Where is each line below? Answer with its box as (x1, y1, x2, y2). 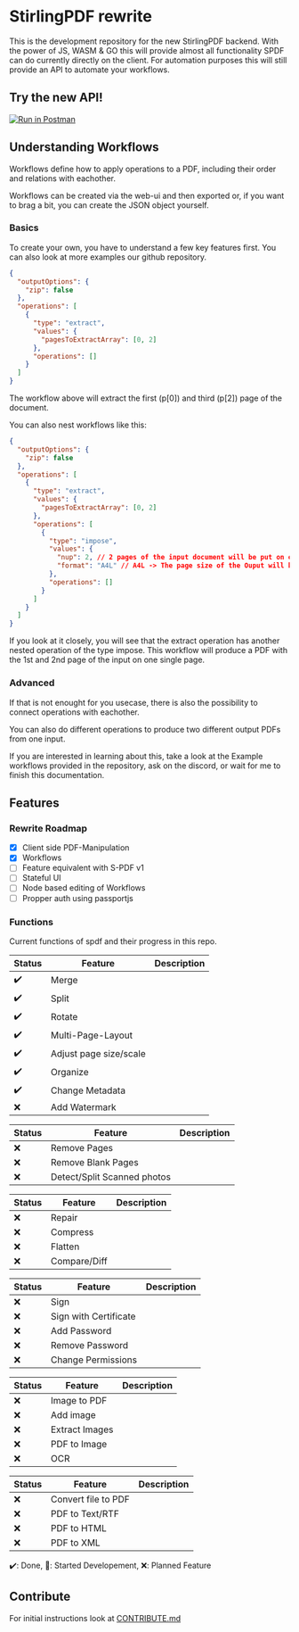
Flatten (50, 1240, 80, 1253)
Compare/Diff (50, 1255, 109, 1267)
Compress (50, 1225, 94, 1238)
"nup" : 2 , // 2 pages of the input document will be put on (56, 553, 285, 562)
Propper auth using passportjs (21, 892, 133, 903)
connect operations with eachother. (9, 707, 140, 717)
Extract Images (50, 1423, 114, 1436)
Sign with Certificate (50, 1310, 136, 1322)
